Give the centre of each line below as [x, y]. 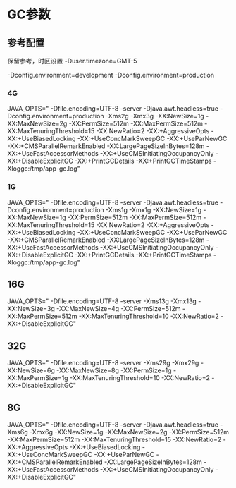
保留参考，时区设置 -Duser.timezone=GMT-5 [72, 61]
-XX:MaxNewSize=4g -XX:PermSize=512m [118, 309]
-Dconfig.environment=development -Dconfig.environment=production [111, 75]
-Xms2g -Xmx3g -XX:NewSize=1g [155, 116]
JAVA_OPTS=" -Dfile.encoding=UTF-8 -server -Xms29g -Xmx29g [103, 363]
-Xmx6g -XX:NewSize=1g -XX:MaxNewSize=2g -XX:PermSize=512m [129, 432]
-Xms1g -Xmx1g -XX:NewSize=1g [154, 209]
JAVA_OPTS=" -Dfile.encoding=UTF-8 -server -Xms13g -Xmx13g [102, 301]
